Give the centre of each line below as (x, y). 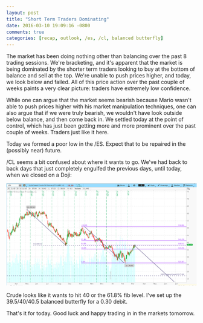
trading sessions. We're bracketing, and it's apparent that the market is (95, 63)
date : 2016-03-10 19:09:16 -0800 (48, 25)
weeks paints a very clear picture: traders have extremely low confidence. (98, 88)
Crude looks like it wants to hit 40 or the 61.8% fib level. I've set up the (94, 295)
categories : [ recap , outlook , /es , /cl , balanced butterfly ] (85, 38)
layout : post (23, 13)
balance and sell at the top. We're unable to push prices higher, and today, (99, 76)
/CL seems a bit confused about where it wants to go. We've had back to (97, 162)
